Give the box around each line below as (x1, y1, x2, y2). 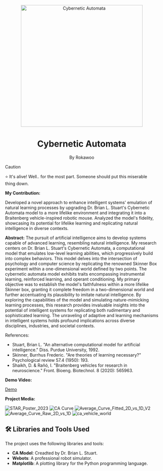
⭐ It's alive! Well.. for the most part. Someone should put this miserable (5, 173, 147, 179)
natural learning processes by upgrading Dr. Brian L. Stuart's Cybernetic (5, 205, 150, 210)
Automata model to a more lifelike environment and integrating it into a (5, 209, 146, 216)
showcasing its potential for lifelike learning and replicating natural (5, 220, 138, 226)
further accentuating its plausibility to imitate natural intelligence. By (5, 292, 142, 298)
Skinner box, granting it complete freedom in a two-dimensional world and (5, 286, 154, 292)
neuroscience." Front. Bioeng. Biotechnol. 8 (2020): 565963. (12, 367, 134, 373)
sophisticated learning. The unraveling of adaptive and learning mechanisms (5, 312, 159, 318)
